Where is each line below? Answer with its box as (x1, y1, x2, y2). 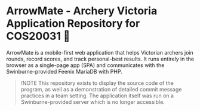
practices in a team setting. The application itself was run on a (20, 92, 174, 99)
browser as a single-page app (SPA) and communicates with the (6, 61, 165, 69)
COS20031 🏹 (6, 30, 70, 43)
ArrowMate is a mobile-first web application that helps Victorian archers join (6, 49, 194, 56)
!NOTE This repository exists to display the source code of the (20, 79, 174, 87)
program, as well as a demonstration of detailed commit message (20, 85, 182, 93)
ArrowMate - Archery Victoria (6, 4, 158, 18)
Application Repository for (6, 17, 140, 30)
